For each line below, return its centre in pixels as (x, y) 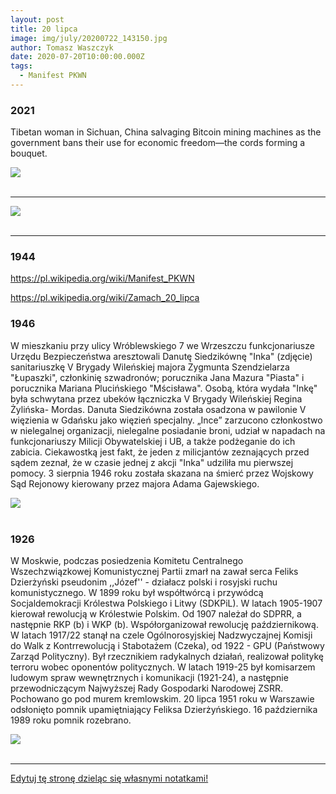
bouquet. (29, 153)
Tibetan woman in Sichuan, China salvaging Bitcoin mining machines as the (166, 132)
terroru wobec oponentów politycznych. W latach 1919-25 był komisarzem (163, 667)
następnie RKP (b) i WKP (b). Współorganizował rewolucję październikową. (164, 625)
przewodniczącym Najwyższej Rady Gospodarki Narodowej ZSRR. (147, 688)
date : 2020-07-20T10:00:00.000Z (77, 57)
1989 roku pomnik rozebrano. (71, 720)
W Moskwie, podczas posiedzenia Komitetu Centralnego (127, 561)
